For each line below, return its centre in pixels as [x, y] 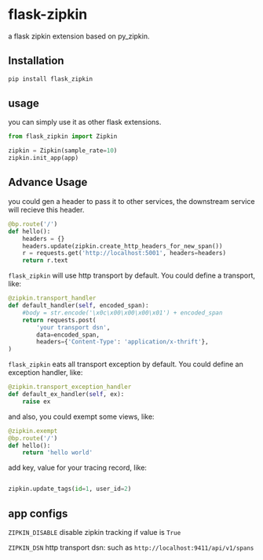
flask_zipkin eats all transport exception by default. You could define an [126, 364]
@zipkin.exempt [33, 431]
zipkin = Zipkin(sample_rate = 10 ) [63, 151]
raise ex [37, 402]
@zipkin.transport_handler [52, 298]
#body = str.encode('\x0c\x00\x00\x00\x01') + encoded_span [122, 313]
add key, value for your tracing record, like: [78, 467]
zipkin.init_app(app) [44, 158]
